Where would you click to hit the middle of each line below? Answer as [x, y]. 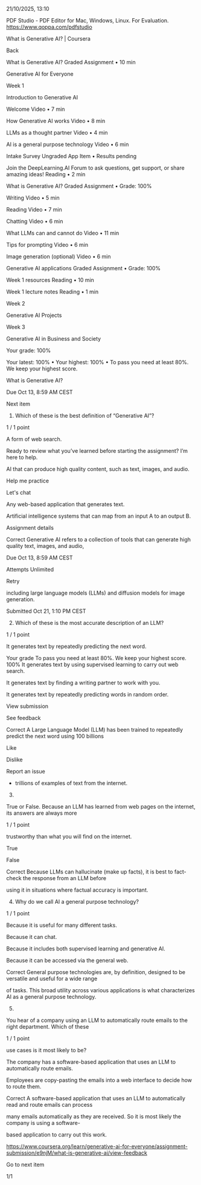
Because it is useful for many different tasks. [62, 925]
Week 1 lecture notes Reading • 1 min [52, 292]
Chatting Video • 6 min [35, 221]
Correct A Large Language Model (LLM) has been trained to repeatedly [94, 729]
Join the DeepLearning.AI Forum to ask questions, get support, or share [96, 168]
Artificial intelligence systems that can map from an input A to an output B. [99, 516]
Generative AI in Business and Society [54, 339]
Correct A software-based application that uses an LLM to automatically [96, 1098]
